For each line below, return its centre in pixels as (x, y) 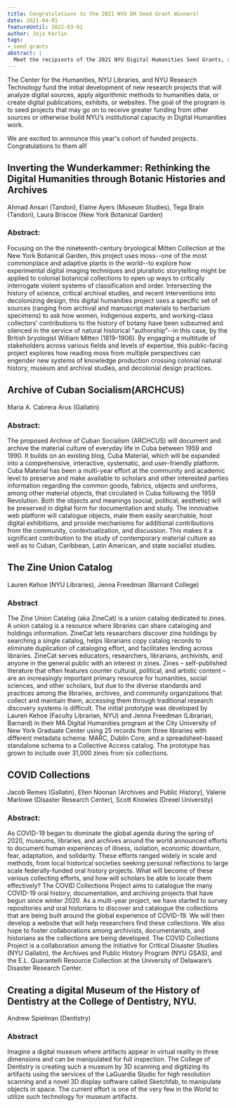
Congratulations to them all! (47, 146)
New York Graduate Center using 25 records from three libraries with (107, 731)
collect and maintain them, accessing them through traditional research (110, 701)
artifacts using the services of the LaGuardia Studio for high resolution (109, 1074)
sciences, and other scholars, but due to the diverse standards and (104, 686)
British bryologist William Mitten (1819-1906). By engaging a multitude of (112, 338)
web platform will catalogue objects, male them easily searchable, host (110, 515)
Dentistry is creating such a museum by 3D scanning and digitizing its (108, 1067)
